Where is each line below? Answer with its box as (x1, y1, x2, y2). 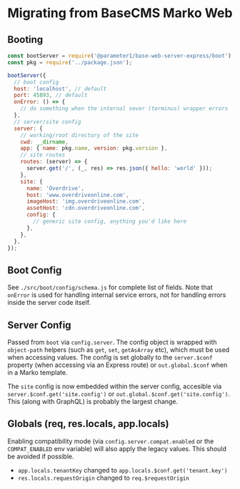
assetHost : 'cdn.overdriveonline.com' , (26, 205, 145, 212)
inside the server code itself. (7, 298, 91, 307)
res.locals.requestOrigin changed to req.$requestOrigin (17, 473, 189, 482)
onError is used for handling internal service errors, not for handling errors (7, 291, 226, 299)
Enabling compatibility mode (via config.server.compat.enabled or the (7, 437, 214, 445)
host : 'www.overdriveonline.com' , (26, 191, 130, 198)
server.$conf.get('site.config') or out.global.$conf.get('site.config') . (7, 390, 231, 398)
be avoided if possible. (7, 452, 74, 460)
